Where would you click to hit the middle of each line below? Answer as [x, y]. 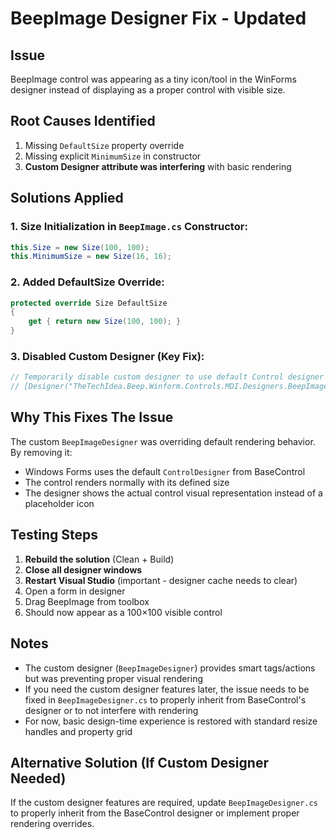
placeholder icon [59, 503]
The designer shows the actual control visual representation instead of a [173, 493]
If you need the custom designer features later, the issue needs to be [167, 689]
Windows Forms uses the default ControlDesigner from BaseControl [165, 471]
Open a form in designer [75, 591]
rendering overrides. [52, 824]
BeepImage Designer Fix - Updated [158, 18]
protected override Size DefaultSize [89, 303]
